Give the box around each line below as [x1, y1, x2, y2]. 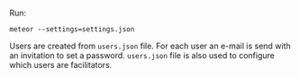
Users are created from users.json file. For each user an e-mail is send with [9, 40, 291, 51]
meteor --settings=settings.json [9, 25, 135, 34]
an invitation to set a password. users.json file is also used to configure [9, 50, 275, 61]
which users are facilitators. [9, 60, 113, 70]
